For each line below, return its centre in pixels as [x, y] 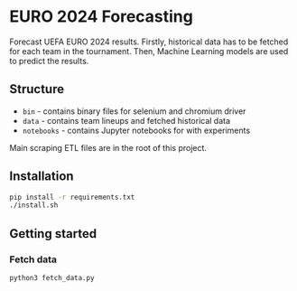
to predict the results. [49, 61]
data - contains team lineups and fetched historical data [126, 120]
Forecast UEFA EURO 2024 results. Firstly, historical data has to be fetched [149, 42]
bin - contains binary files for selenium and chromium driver [134, 111]
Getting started [53, 234]
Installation [42, 177]
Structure [37, 89]
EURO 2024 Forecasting [102, 17]
